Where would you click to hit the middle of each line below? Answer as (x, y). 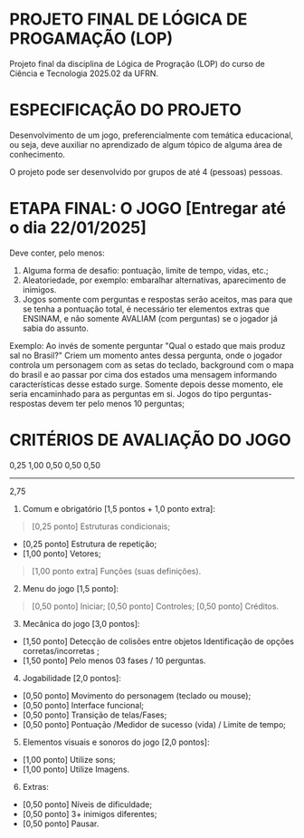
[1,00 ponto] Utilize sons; (69, 759)
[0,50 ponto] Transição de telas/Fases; (95, 715)
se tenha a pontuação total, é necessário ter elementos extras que (146, 309)
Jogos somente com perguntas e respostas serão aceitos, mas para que (157, 299)
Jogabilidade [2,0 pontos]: (72, 678)
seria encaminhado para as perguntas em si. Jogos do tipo (119, 393)
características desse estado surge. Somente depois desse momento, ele (146, 384)
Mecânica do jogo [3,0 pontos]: (81, 623)
